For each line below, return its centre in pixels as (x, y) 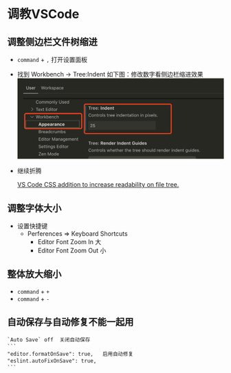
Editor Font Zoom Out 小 (72, 250)
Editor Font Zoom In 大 (69, 241)
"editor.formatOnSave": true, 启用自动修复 (70, 354)
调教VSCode (43, 14)
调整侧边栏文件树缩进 (52, 42)
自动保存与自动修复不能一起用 (70, 322)
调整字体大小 (34, 208)
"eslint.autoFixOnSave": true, (52, 361)
